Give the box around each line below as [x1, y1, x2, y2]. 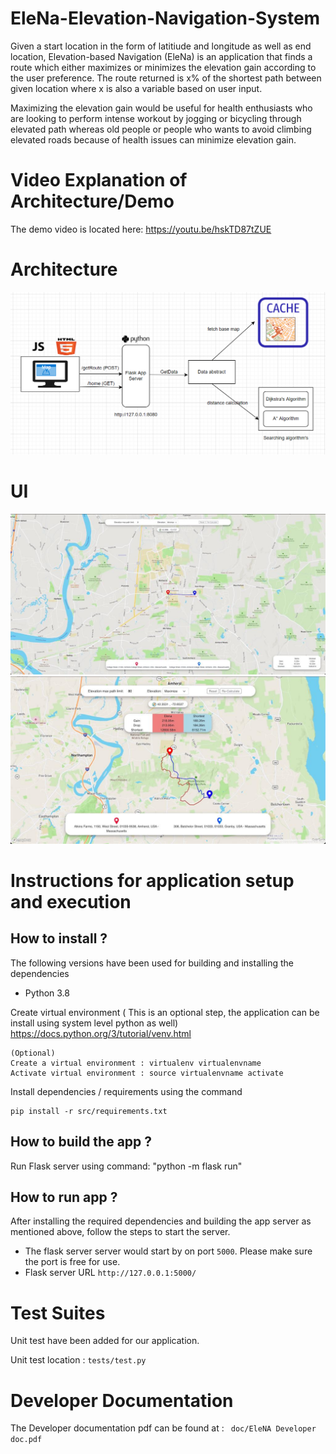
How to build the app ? [10, 1133, 153, 1151]
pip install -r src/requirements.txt [10, 1106, 168, 1116]
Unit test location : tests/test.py [10, 1354, 147, 1366]
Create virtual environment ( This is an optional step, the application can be [10, 1006, 320, 1018]
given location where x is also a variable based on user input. [10, 82, 263, 94]
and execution [10, 890, 132, 913]
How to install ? [10, 930, 108, 947]
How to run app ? [10, 1188, 118, 1206]
